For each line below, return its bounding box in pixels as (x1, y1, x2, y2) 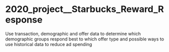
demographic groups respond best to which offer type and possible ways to (5, 36, 164, 42)
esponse (5, 14, 43, 25)
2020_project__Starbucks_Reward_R (5, 3, 164, 15)
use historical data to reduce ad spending (5, 41, 92, 47)
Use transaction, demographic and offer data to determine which (5, 30, 141, 36)
